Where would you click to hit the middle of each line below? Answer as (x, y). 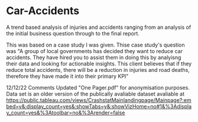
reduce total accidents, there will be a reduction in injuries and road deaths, (98, 70)
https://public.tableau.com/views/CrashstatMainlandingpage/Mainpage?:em (99, 100)
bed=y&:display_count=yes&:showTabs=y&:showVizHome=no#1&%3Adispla (99, 106)
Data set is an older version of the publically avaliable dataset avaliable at (95, 94)
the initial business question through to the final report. (73, 33)
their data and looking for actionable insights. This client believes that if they (99, 64)
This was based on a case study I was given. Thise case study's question (95, 45)
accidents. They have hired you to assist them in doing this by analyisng (94, 57)
